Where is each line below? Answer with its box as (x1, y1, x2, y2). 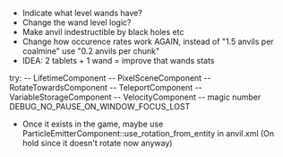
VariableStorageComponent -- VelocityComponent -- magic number (9, 92, 262, 102)
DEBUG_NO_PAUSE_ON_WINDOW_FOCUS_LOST (9, 101, 191, 111)
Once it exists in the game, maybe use (21, 118, 164, 129)
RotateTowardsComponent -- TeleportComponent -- (9, 83, 203, 92)
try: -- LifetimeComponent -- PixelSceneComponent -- (9, 73, 211, 83)
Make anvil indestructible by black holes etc (21, 27, 184, 37)
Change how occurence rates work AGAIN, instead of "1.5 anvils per (21, 36, 275, 47)
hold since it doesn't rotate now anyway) (21, 138, 173, 148)
